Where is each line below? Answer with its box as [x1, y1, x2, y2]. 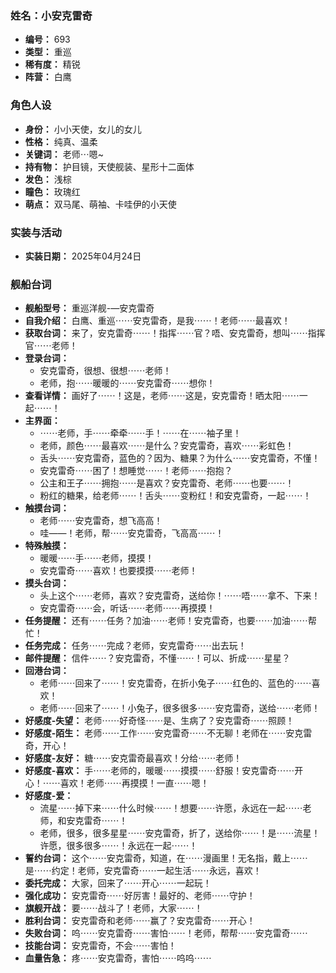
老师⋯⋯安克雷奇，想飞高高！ [39, 515, 163, 527]
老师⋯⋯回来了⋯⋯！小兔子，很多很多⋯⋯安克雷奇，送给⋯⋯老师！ [39, 702, 321, 714]
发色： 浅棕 [24, 173, 72, 185]
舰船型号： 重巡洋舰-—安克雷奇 [24, 302, 155, 314]
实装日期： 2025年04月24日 [24, 250, 142, 262]
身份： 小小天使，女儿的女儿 [24, 123, 142, 135]
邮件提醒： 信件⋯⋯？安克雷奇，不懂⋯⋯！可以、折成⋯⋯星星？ [24, 652, 291, 664]
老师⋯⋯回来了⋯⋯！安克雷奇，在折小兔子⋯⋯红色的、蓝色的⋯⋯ [39, 677, 312, 689]
